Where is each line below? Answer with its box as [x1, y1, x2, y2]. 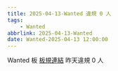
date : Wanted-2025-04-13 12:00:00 [7, 36, 109, 43]
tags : [7, 17, 23, 24]
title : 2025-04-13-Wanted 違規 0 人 [7, 10, 112, 17]
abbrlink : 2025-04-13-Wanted [7, 29, 93, 37]
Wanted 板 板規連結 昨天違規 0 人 [7, 56, 104, 65]
